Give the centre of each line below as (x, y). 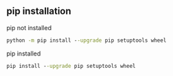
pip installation (39, 11)
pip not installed (29, 27)
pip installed (24, 53)
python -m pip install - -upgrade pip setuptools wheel (86, 40)
